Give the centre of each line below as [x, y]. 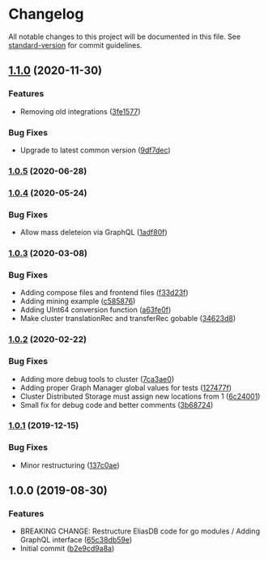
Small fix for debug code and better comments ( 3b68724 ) [117, 405]
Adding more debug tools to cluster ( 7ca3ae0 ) [97, 379]
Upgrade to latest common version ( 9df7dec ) [96, 150]
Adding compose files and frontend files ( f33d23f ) [104, 293]
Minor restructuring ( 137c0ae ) [70, 465]
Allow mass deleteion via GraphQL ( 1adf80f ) [94, 233]
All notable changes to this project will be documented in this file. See [125, 36]
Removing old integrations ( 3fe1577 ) [80, 111]
